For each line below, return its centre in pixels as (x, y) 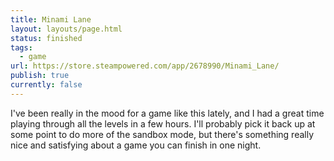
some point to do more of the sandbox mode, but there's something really (162, 134)
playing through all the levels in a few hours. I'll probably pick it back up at (163, 123)
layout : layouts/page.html (66, 29)
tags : (21, 47)
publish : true (40, 76)
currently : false (46, 85)
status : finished (46, 38)
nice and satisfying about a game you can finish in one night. (136, 145)
